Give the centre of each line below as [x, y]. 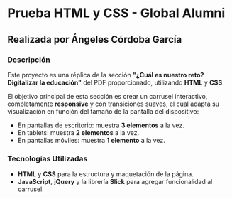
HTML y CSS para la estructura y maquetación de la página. [105, 174]
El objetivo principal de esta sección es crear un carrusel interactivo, [107, 96]
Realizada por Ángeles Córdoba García [95, 39]
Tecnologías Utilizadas [48, 158]
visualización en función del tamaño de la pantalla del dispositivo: [103, 111]
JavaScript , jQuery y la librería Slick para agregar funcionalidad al [115, 182]
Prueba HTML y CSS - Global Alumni [116, 13]
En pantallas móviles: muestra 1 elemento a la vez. [91, 140]
